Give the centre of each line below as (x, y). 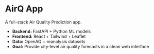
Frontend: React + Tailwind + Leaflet (49, 36)
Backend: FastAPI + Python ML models (51, 31)
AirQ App (24, 9)
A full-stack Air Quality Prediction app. (43, 22)
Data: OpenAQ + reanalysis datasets (49, 41)
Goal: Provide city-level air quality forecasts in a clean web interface (80, 46)
